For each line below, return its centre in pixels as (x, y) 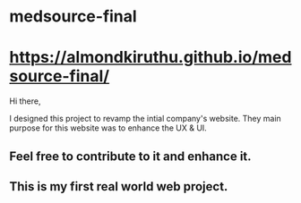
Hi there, (25, 101)
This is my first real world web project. (119, 186)
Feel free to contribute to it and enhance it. (131, 156)
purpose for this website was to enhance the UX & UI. (108, 128)
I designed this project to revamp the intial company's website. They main (146, 119)
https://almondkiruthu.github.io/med (150, 58)
